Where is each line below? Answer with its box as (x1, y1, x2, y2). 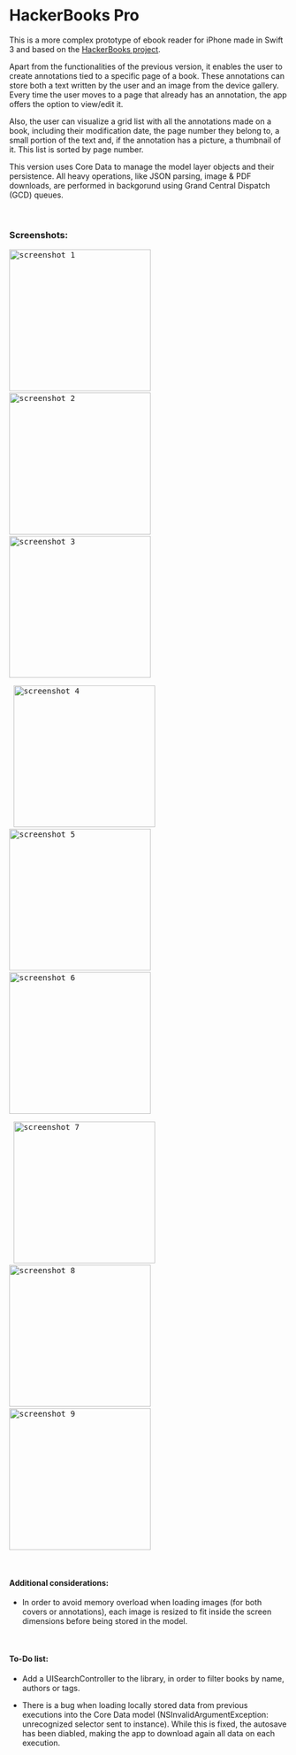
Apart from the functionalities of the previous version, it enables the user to (9, 61, 283, 72)
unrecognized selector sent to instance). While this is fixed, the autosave (21, 1719, 287, 1729)
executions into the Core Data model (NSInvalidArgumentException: (21, 1709, 269, 1720)
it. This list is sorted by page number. (9, 143, 144, 155)
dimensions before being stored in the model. (21, 1616, 188, 1627)
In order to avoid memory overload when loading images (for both (21, 1597, 262, 1608)
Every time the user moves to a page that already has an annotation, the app (9, 89, 287, 100)
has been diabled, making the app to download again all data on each (21, 1728, 276, 1738)
